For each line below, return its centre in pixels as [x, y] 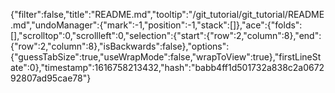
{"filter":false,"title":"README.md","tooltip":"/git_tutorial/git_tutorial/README [167, 14]
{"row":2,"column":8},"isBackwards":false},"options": [120, 46]
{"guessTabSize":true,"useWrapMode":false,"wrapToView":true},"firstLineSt [166, 57]
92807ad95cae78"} [51, 78]
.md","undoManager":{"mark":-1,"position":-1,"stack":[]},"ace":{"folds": [156, 25]
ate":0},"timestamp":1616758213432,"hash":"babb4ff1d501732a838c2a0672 [167, 67]
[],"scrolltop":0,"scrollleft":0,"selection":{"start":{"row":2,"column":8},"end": [166, 35]
